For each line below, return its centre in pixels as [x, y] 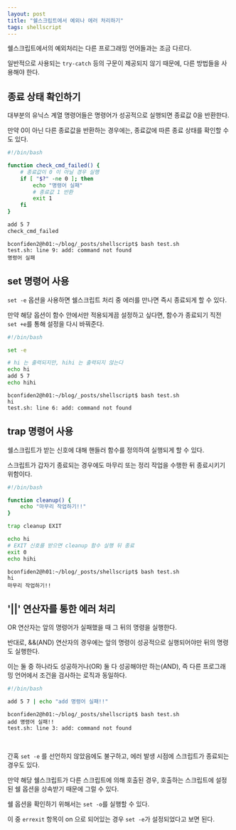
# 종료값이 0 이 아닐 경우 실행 [60, 172]
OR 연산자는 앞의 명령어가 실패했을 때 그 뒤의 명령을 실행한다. [92, 627]
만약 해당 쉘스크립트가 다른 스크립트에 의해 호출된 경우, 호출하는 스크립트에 [111, 780]
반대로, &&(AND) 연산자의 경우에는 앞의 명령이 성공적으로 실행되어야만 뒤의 [111, 642]
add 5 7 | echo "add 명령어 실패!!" [58, 702]
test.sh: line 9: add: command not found [70, 250]
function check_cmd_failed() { [54, 166]
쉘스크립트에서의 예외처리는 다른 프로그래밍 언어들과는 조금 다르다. [100, 48]
